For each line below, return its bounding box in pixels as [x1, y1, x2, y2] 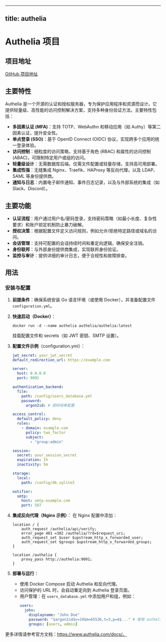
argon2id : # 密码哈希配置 [25, 403, 75, 408]
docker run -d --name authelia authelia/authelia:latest [12, 323, 132, 328]
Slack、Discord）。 [12, 186, 50, 192]
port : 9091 [17, 376, 40, 381]
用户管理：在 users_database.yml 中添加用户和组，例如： [19, 594, 136, 599]
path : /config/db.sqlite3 [21, 480, 75, 485]
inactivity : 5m [17, 462, 48, 467]
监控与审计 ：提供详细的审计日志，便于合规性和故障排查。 [12, 253, 129, 258]
